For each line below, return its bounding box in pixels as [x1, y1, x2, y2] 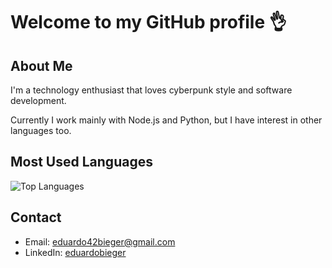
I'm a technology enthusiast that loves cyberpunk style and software [10, 84, 293, 96]
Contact [10, 209, 62, 226]
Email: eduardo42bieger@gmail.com [24, 235, 176, 248]
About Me [10, 57, 73, 74]
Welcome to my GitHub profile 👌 [10, 11, 287, 34]
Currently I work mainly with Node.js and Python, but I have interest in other [10, 114, 323, 126]
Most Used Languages [10, 154, 153, 171]
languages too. [10, 125, 72, 136]
